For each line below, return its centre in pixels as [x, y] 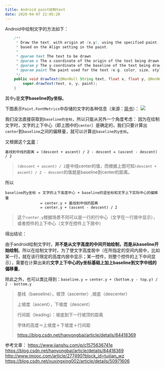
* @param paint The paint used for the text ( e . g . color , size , [83, 70]
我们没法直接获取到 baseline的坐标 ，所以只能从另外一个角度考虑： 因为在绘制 [82, 119]
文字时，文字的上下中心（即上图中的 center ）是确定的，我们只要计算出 [76, 125]
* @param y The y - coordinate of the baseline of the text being [83, 65]
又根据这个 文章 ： [22, 142]
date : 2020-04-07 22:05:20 [33, 14]
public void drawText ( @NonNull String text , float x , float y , [80, 79]
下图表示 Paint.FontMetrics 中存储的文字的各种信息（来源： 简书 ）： [72, 109]
